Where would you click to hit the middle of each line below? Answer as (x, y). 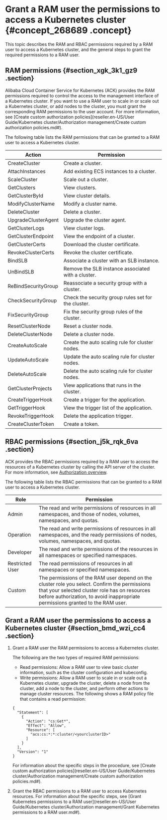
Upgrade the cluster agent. (95, 220)
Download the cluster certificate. (102, 244)
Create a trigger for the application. (104, 399)
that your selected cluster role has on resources (95, 590)
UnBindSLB (21, 272)
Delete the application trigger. (98, 416)
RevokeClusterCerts (31, 252)
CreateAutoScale (27, 345)
